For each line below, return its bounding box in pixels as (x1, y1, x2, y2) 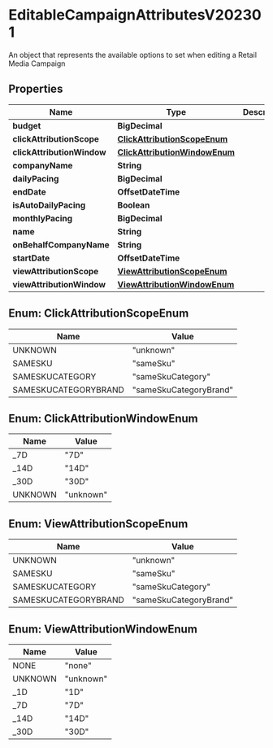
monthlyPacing (12, 212, 73, 224)
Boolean (117, 199, 150, 211)
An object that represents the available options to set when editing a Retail (8, 50, 258, 59)
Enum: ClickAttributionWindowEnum (8, 411, 198, 425)
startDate (12, 252, 50, 264)
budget (12, 120, 41, 131)
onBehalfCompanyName (12, 238, 110, 250)
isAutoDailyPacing (12, 199, 86, 211)
